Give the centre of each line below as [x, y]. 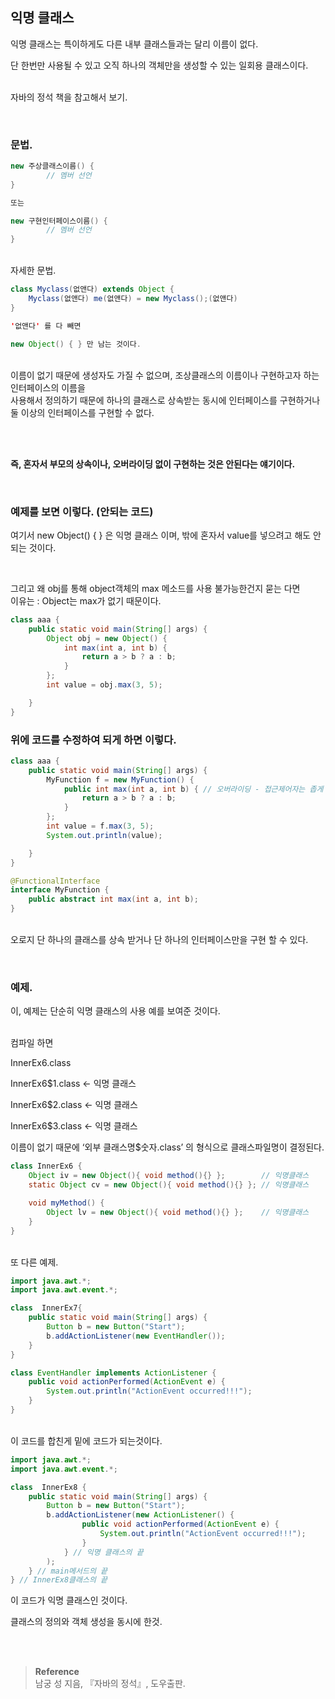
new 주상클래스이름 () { [52, 166]
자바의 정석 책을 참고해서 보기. [69, 97]
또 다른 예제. [34, 1262]
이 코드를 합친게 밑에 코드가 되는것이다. [86, 1440]
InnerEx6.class [41, 1063]
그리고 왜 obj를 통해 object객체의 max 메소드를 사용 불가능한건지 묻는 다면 [155, 588]
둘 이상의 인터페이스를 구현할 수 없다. [82, 412]
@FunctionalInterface [55, 881]
